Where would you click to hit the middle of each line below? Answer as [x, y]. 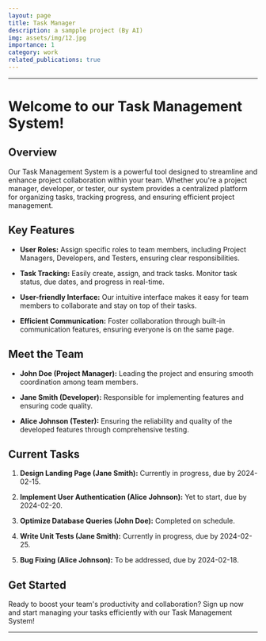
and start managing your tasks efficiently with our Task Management [120, 612]
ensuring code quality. [56, 405]
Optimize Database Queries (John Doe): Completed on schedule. [127, 521]
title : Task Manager [42, 23]
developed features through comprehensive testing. [104, 429]
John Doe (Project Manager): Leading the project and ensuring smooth [137, 373]
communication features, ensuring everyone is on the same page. [127, 329]
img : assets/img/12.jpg [47, 38]
